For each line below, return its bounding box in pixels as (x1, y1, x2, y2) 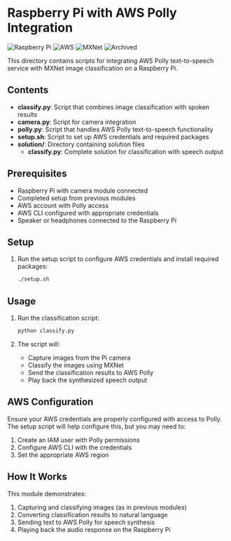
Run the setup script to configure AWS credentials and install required (17, 255, 219, 263)
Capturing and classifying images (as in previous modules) (17, 503, 188, 512)
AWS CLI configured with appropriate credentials (17, 209, 159, 217)
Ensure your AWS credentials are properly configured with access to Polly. (7, 414, 223, 423)
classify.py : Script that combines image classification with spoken (17, 103, 210, 111)
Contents (7, 84, 49, 96)
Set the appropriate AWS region (17, 450, 110, 459)
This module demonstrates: (7, 489, 86, 498)
